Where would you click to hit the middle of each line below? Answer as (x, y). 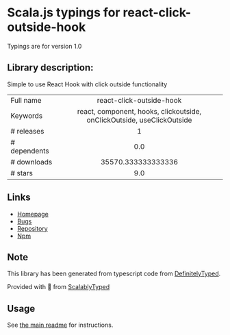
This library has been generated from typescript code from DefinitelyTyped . (114, 274)
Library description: (50, 67)
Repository (32, 228)
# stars (22, 173)
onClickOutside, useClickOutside (139, 120)
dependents (30, 151)
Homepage (33, 214)
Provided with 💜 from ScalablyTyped (59, 287)
